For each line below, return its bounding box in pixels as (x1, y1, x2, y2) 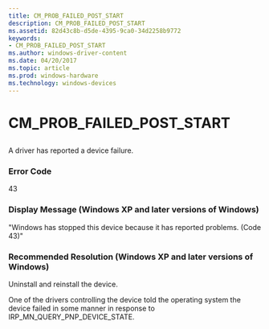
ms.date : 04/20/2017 (8, 57, 78, 65)
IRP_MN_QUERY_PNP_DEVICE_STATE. (8, 311, 135, 322)
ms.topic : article (8, 64, 70, 72)
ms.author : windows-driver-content (8, 49, 128, 57)
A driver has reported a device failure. (8, 146, 134, 155)
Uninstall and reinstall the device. (8, 279, 118, 289)
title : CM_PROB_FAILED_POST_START (8, 11, 124, 20)
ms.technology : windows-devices (8, 79, 116, 87)
